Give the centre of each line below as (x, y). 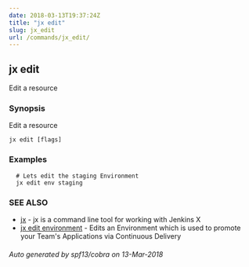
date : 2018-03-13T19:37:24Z (55, 15)
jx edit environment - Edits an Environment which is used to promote (130, 228)
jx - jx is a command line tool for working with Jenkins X (110, 219)
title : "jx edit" (37, 23)
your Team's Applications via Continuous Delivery (101, 236)
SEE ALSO (29, 203)
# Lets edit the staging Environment (78, 176)
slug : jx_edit (32, 30)
